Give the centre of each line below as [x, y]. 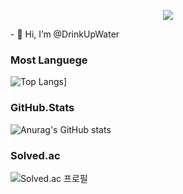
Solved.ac [35, 155]
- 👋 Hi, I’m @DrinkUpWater [65, 34]
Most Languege [49, 60]
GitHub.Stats [42, 108]
